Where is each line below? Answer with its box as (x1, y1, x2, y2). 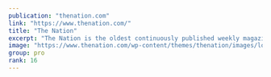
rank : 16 (8, 57, 38, 65)
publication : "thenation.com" (8, 11, 110, 20)
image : (8, 42, 31, 50)
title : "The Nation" (8, 26, 78, 34)
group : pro (8, 49, 45, 57)
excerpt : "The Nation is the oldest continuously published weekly (8, 34, 240, 43)
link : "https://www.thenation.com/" (8, 19, 131, 27)
